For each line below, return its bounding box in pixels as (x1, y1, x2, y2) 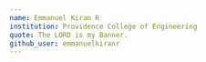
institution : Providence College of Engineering (9, 22, 198, 31)
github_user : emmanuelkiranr (9, 38, 120, 48)
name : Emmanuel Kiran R (9, 13, 100, 23)
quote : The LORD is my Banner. (9, 30, 129, 39)
